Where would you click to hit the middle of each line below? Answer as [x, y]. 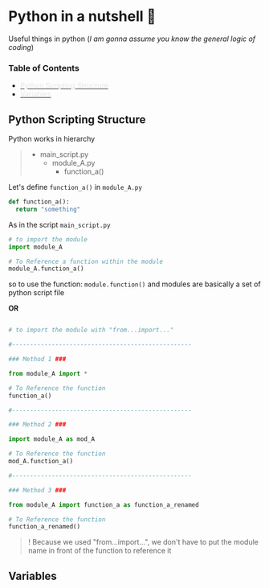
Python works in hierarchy [52, 139]
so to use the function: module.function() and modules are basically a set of [134, 284]
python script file [37, 293]
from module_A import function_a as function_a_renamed [104, 505]
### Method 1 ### [37, 360]
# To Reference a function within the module [86, 261]
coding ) [21, 47]
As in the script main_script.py [59, 224]
